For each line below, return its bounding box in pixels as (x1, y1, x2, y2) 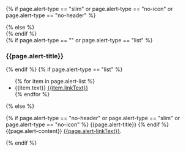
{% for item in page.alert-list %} (14, 78, 95, 85)
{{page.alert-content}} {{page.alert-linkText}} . (6, 127, 122, 135)
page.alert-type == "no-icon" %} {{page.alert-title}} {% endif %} (6, 121, 169, 128)
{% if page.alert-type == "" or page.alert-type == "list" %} (6, 37, 153, 44)
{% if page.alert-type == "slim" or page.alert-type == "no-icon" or (6, 6, 173, 12)
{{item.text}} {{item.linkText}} (14, 84, 89, 91)
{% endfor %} (14, 91, 50, 98)
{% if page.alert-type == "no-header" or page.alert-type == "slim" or (6, 115, 180, 122)
